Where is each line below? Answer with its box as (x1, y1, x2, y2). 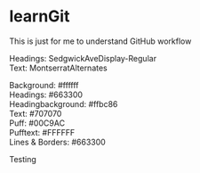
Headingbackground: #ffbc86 (9, 98, 118, 109)
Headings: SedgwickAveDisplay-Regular (9, 53, 157, 63)
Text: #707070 (9, 108, 62, 119)
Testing (9, 153, 37, 164)
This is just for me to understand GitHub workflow (9, 36, 192, 46)
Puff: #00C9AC (9, 118, 65, 128)
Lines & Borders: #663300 (9, 136, 107, 147)
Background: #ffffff (9, 79, 79, 90)
